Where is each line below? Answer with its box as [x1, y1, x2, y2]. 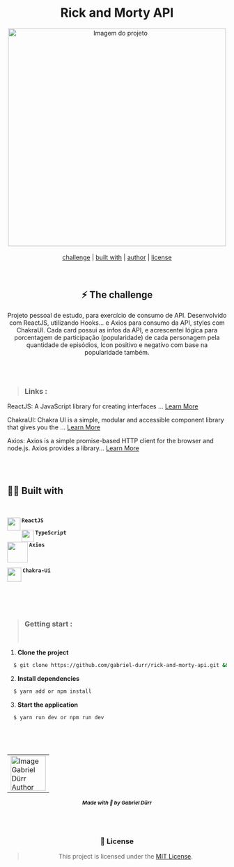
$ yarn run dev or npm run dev [13, 714, 104, 721]
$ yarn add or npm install [13, 688, 92, 695]
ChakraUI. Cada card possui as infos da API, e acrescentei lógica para [16, 325, 218, 334]
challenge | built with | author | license [62, 253, 172, 261]
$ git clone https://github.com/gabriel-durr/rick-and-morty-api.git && [13, 662, 229, 669]
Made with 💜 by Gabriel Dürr [82, 799, 152, 806]
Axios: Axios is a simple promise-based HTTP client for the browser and [7, 437, 214, 445]
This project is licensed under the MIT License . [58, 852, 194, 861]
